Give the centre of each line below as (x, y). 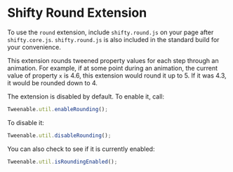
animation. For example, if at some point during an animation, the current (113, 68)
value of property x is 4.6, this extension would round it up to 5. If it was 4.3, (117, 76)
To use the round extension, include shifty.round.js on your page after (111, 32)
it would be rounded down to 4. (53, 83)
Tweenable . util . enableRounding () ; (58, 109)
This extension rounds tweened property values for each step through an (113, 60)
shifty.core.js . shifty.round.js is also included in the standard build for (113, 39)
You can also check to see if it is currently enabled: (81, 149)
